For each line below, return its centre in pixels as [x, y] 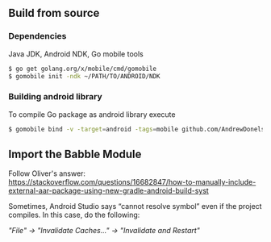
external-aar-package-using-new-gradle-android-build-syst [109, 191]
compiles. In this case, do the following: [74, 215]
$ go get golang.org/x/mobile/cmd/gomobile [83, 69]
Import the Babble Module [75, 154]
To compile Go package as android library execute [92, 114]
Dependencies [38, 36]
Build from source [54, 13]
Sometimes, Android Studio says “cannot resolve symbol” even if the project [135, 207]
